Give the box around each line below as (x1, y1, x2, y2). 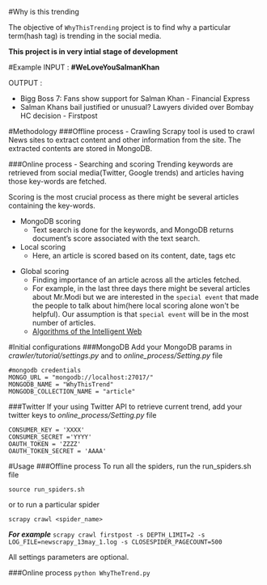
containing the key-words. (8, 201, 95, 210)
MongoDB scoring (19, 217, 81, 225)
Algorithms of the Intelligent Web (32, 326, 142, 336)
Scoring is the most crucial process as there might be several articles (8, 192, 239, 201)
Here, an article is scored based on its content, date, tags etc (32, 250, 236, 260)
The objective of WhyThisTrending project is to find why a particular (8, 23, 231, 32)
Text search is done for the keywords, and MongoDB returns (32, 225, 235, 234)
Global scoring (19, 267, 70, 276)
